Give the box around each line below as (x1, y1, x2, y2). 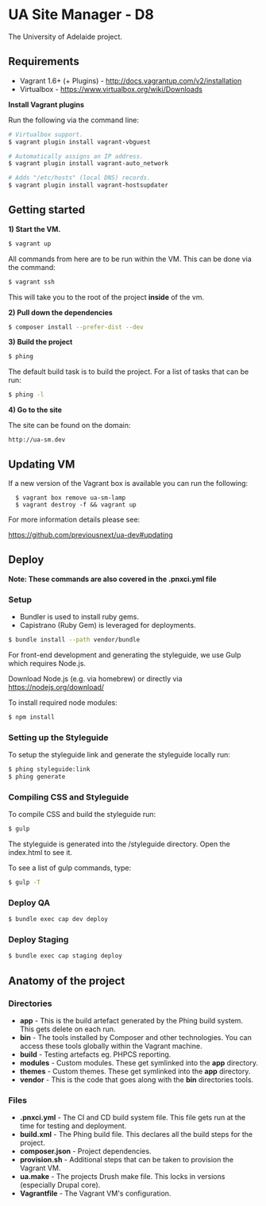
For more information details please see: (8, 514, 141, 524)
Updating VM (8, 457, 75, 471)
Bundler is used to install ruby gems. (19, 612, 140, 622)
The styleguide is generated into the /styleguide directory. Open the (8, 839, 230, 849)
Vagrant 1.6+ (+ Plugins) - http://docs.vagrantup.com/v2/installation (19, 75, 242, 85)
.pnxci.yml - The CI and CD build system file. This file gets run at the (19, 1113, 246, 1123)
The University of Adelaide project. (8, 32, 123, 41)
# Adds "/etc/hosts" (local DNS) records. (8, 174, 151, 182)
